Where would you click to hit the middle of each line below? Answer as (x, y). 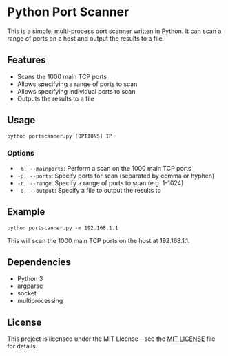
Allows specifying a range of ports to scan (77, 84)
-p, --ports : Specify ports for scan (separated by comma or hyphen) (116, 176)
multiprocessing (40, 301)
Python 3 (30, 279)
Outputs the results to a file (55, 98)
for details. (22, 346)
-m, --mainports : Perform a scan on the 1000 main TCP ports (104, 168)
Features (27, 60)
